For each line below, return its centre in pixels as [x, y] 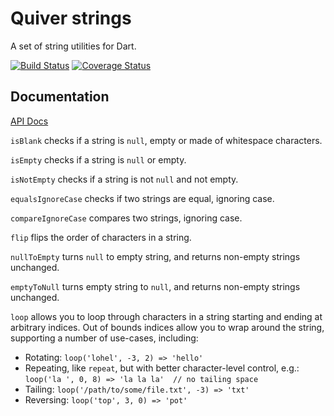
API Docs [29, 121]
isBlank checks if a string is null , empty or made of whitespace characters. [166, 140]
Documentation [60, 97]
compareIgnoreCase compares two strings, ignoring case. [126, 218]
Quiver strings [71, 18]
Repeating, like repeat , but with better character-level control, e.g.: [162, 368]
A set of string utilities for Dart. [73, 46]
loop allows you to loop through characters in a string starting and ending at [166, 316]
